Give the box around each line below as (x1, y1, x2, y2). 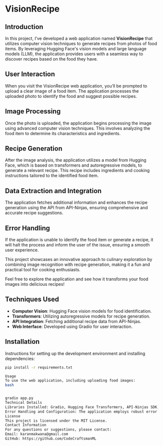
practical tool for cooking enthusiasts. (5, 267, 81, 273)
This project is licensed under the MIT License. (5, 418, 108, 423)
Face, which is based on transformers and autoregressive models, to (5, 162, 142, 168)
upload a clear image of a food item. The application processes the (5, 88, 139, 94)
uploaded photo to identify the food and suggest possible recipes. (5, 93, 137, 99)
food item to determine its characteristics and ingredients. (5, 130, 121, 136)
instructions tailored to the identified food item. (5, 173, 99, 179)
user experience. (5, 247, 39, 253)
